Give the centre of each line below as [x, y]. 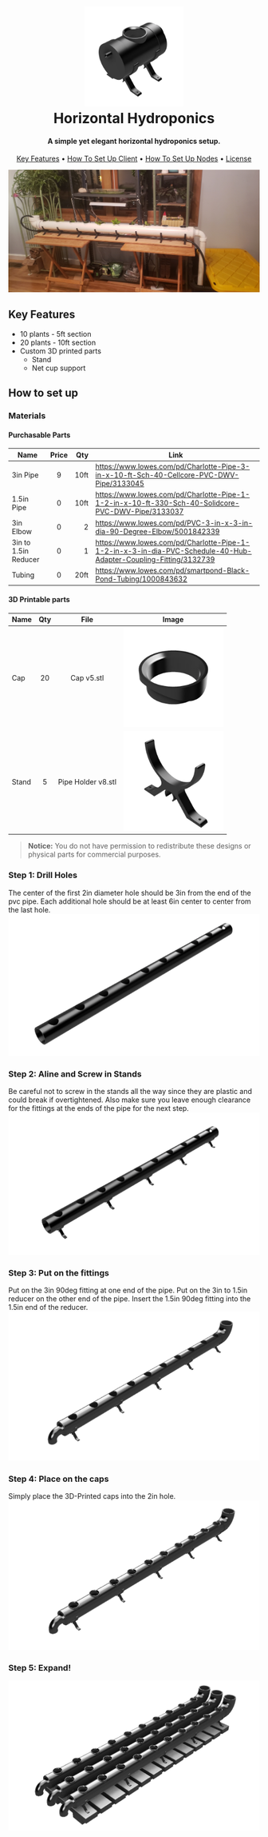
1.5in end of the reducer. [48, 1308]
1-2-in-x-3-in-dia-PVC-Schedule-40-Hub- [174, 551]
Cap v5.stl [87, 677]
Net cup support [59, 368]
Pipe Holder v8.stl [87, 781]
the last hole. [30, 909]
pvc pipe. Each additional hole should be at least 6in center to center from [130, 901]
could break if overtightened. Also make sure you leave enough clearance [130, 1100]
